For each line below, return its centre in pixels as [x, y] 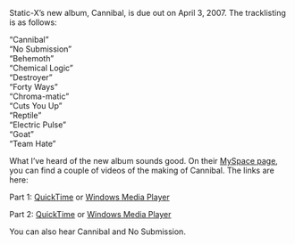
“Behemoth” [32, 58]
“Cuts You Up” [36, 106]
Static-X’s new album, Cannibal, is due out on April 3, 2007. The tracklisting [147, 13]
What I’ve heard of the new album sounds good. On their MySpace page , [144, 161]
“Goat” [21, 134]
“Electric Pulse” [38, 125]
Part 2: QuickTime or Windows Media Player [90, 214]
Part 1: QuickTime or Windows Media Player [89, 197]
